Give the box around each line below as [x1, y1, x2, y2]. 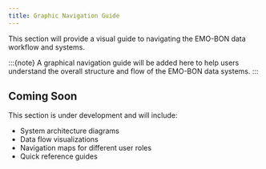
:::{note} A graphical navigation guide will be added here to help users [8, 58, 240, 67]
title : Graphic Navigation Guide [8, 11, 120, 20]
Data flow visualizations [19, 135, 99, 144]
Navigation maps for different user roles [19, 143, 152, 153]
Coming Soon [8, 90, 78, 103]
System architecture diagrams [19, 126, 120, 136]
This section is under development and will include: [8, 111, 178, 120]
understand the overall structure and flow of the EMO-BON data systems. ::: [8, 66, 259, 76]
